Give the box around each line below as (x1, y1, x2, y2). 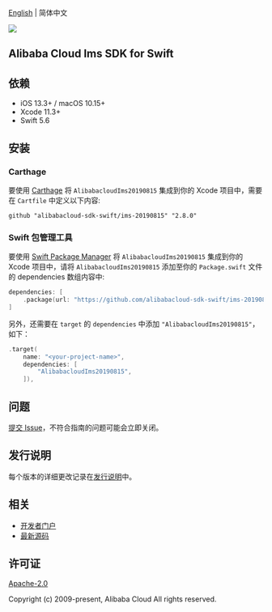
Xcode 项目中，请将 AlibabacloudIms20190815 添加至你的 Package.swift (8, 262, 247, 272)
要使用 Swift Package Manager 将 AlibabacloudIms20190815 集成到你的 (8, 252, 244, 261)
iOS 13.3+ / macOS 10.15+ (19, 99, 106, 108)
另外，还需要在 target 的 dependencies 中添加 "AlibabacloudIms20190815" (8, 319, 253, 329)
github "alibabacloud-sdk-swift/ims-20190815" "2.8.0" (8, 211, 198, 219)
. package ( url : (23, 295, 70, 304)
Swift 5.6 (19, 116, 50, 125)
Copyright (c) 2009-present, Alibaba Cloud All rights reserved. (8, 594, 217, 604)
